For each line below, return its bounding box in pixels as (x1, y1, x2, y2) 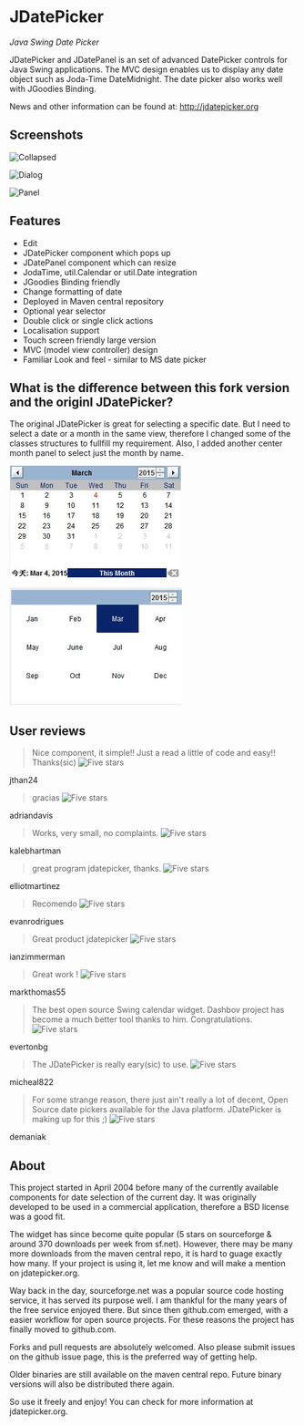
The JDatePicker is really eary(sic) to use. (31, 1059, 189, 1070)
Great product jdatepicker (31, 934, 129, 945)
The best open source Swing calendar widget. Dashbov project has (31, 1005, 285, 1016)
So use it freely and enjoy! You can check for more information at (9, 1397, 254, 1407)
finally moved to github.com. (9, 1324, 117, 1335)
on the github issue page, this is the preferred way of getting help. (9, 1351, 258, 1362)
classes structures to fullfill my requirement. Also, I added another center (9, 438, 283, 449)
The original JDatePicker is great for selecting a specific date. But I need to (9, 418, 291, 429)
